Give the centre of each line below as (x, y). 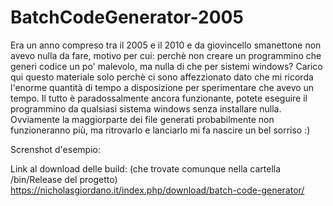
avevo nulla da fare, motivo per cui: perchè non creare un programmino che (166, 55)
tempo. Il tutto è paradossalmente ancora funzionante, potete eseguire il (159, 98)
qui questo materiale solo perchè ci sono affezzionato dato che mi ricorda (162, 77)
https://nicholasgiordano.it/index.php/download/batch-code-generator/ (157, 190)
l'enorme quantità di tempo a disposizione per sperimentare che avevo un (162, 87)
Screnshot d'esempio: (55, 149)
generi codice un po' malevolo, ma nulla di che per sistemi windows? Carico (166, 66)
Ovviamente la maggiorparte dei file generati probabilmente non (142, 119)
